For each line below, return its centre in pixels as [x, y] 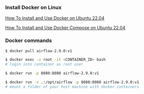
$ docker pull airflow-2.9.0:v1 [39, 51]
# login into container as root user [44, 64]
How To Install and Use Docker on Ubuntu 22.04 [55, 18]
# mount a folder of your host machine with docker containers [72, 87]
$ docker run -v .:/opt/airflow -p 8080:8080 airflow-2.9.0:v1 [72, 82]
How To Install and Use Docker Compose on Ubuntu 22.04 [65, 28]
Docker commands [29, 41]
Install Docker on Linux [33, 7]
